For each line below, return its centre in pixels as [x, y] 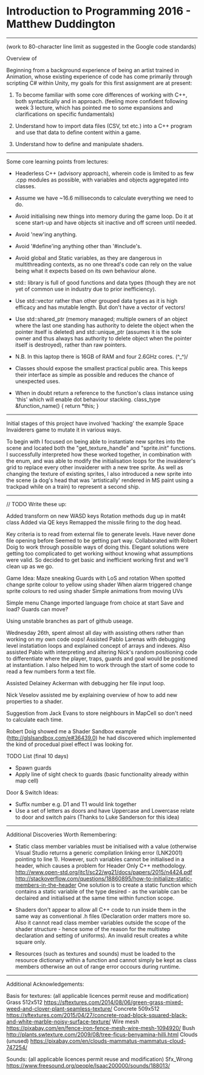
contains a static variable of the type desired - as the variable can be [101, 891]
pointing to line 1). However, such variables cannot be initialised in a [100, 859]
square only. [31, 941]
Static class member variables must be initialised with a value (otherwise [106, 846]
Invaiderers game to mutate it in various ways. [64, 430]
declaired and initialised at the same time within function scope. [95, 898]
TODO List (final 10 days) [37, 756]
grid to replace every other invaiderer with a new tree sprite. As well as [95, 467]
